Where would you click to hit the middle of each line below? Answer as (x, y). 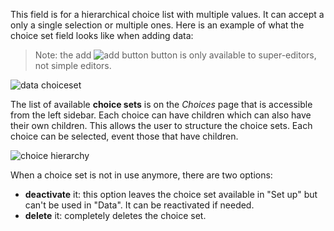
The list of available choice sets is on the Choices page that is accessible (161, 104)
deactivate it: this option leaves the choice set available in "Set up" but (171, 194)
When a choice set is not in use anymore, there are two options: (141, 175)
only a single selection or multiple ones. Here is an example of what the (157, 25)
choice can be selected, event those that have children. (124, 136)
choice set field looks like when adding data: (102, 35)
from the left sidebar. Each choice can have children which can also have (161, 115)
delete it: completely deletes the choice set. (115, 215)
